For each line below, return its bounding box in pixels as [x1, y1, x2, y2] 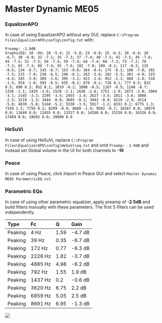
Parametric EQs [5, 188, 43, 194]
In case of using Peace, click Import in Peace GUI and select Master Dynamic [5, 171, 158, 176]
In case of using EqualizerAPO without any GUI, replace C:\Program [5, 32, 139, 38]
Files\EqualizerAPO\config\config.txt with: [5, 37, 95, 43]
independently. [5, 209, 35, 215]
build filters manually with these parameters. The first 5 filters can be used [5, 204, 154, 210]
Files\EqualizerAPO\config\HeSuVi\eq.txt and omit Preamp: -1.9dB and [5, 142, 149, 148]
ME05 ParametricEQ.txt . [5, 176, 52, 182]
